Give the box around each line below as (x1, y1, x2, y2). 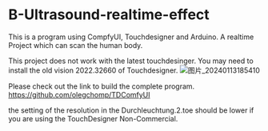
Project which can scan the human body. (8, 40, 143, 50)
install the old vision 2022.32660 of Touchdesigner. (8, 65, 178, 75)
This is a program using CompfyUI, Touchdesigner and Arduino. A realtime (8, 32, 254, 42)
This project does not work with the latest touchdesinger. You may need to (8, 56, 254, 65)
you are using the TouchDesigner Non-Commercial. (8, 113, 178, 123)
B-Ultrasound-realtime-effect (8, 6, 210, 24)
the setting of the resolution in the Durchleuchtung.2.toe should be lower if (8, 105, 254, 115)
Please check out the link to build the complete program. (8, 81, 195, 91)
